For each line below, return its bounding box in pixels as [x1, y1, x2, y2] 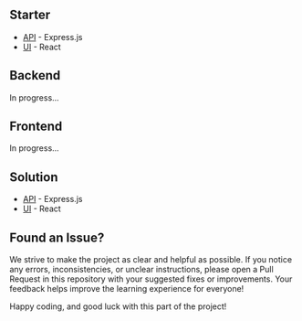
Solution [9, 169, 58, 185]
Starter [9, 7, 51, 23]
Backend [9, 68, 61, 83]
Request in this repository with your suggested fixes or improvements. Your [9, 273, 293, 284]
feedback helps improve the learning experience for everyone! [9, 284, 245, 294]
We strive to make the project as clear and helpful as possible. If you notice [9, 254, 293, 265]
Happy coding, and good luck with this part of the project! [9, 301, 227, 312]
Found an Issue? [9, 230, 105, 245]
